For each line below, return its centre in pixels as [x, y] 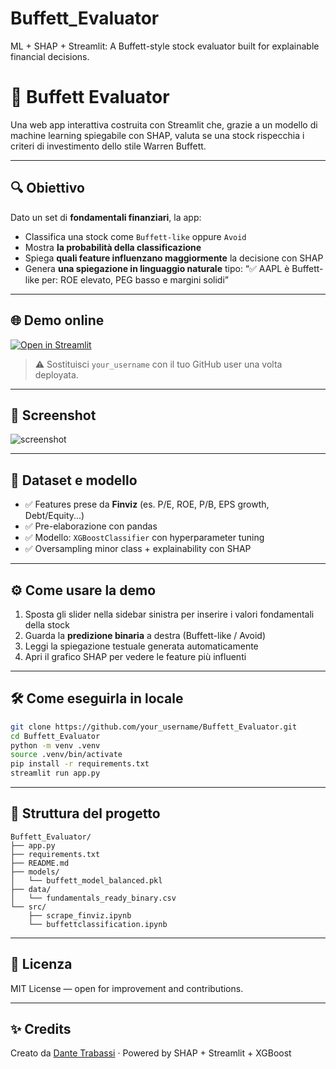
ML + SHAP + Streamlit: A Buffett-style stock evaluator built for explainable [165, 46]
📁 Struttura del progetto [85, 813]
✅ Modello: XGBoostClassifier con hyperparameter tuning [144, 538]
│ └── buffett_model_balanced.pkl [86, 880]
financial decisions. [50, 56]
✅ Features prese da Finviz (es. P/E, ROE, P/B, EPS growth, [147, 504]
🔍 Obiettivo [47, 188]
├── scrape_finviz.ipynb [80, 915]
